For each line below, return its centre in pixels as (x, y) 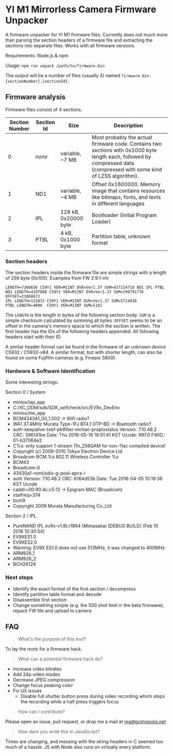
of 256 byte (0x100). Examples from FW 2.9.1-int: (57, 278)
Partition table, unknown (121, 236)
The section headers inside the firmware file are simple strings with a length (86, 273)
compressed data (113, 163)
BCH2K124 (24, 564)
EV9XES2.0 (25, 542)
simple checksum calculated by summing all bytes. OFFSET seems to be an (84, 320)
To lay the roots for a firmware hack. (44, 649)
